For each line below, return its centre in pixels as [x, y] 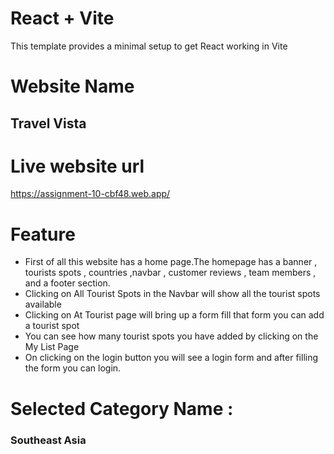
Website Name [72, 86]
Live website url [77, 166]
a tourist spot [52, 326]
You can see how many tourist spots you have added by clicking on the [171, 336]
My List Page [52, 347]
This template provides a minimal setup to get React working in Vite [149, 46]
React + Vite [62, 18]
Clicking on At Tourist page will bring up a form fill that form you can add [174, 315]
